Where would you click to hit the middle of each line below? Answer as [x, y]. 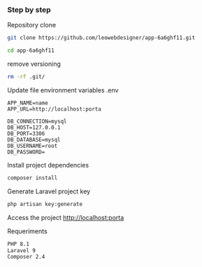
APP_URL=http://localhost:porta [54, 109]
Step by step [29, 10]
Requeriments [27, 231]
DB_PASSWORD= [26, 152]
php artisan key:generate [45, 204]
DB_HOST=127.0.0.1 [34, 128]
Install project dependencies [48, 165]
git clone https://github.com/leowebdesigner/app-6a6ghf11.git [101, 38]
